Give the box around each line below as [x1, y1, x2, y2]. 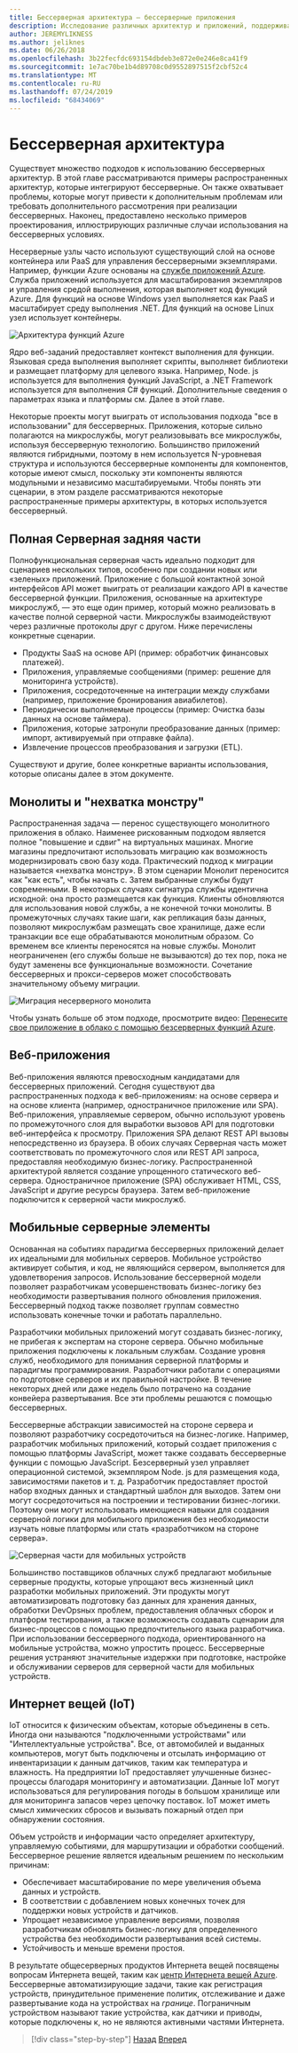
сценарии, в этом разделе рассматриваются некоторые [9, 487, 223, 497]
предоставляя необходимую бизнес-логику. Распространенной [9, 1156, 253, 1167]
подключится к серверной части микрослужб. [9, 1193, 186, 1204]
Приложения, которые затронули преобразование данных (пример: [21, 723, 281, 733]
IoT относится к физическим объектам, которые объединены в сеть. [9, 1720, 271, 1731]
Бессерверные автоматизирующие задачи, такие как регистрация [9, 1979, 263, 1990]
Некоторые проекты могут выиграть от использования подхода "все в [9, 411, 278, 422]
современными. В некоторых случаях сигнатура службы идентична [9, 884, 269, 894]
